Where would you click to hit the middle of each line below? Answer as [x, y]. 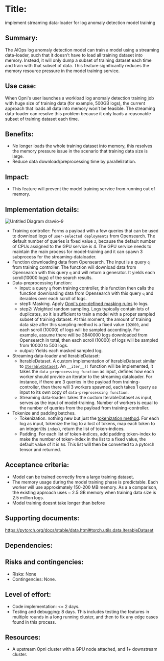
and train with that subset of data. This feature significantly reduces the [77, 65]
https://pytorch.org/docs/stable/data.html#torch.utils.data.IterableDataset [79, 530]
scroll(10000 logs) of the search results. [52, 278]
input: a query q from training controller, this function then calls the [87, 288]
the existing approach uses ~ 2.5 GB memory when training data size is [84, 492]
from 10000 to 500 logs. [44, 345]
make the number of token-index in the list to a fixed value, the [83, 439]
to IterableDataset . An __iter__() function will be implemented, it [86, 366]
